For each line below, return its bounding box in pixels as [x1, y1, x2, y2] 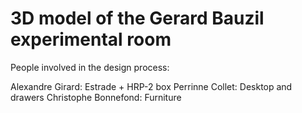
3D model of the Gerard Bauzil [10, 7, 265, 30]
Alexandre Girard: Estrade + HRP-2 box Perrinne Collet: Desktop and [10, 80, 293, 92]
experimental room [10, 28, 172, 51]
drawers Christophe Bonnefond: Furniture [10, 91, 182, 103]
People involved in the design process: [10, 61, 170, 73]
